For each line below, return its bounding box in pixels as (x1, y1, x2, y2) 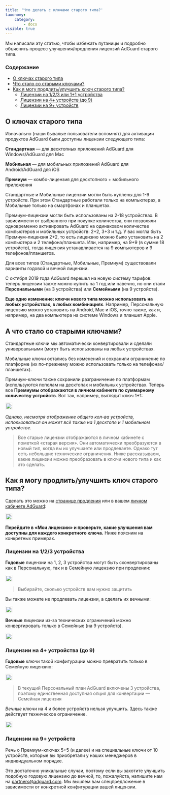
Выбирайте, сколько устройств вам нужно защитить (17, 586, 132, 593)
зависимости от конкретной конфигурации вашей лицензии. (5, 784, 137, 790)
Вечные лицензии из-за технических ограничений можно (5, 617, 131, 624)
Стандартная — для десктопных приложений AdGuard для (5, 146, 133, 152)
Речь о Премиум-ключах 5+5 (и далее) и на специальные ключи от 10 (5, 747, 158, 753)
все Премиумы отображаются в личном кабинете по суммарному (5, 387, 155, 393)
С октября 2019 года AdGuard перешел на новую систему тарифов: (5, 275, 152, 281)
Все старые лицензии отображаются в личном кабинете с (17, 434, 145, 440)
